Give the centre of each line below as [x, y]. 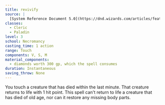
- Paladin [19, 32]
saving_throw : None [25, 73]
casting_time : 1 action [29, 46]
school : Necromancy [25, 42]
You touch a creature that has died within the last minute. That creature [77, 87]
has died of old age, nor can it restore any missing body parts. [68, 97]
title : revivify [22, 10]
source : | [15, 14]
